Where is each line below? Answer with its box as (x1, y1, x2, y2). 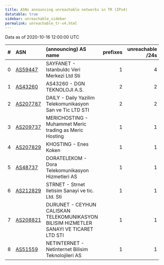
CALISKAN (45, 207, 71, 214)
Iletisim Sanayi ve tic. (45, 187, 94, 194)
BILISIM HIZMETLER (45, 220, 92, 226)
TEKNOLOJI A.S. (45, 87, 84, 93)
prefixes (102, 49, 123, 56)
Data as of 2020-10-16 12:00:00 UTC (5, 34, 80, 40)
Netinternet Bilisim (45, 246, 88, 253)
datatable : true (5, 12, 38, 17)
